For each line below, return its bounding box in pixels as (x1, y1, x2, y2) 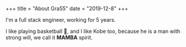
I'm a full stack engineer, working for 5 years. (5, 16, 116, 23)
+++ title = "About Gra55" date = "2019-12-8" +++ (5, 5, 129, 12)
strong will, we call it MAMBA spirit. (5, 34, 93, 41)
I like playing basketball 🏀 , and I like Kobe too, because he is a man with (5, 28, 181, 35)
